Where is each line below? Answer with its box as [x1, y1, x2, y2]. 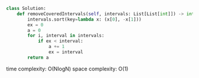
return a [27, 55, 49, 60]
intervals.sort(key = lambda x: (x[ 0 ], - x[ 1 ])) [27, 16, 142, 22]
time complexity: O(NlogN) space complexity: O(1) [6, 65, 129, 72]
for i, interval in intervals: [27, 33, 105, 39]
